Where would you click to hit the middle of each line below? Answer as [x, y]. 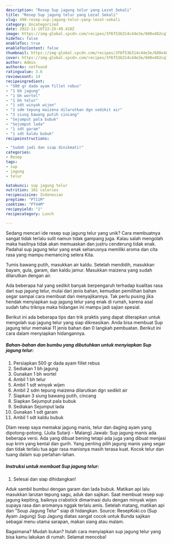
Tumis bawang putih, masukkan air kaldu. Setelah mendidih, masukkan [80, 264]
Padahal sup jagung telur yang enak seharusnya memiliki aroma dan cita [82, 249]
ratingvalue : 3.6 [24, 72]
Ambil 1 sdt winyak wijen [39, 385]
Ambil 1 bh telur [29, 379]
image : [13, 34]
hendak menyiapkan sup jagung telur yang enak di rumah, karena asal [79, 302]
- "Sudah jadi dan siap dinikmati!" [45, 148]
